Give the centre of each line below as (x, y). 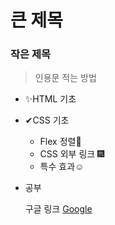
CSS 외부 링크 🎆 (72, 154)
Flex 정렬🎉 (60, 142)
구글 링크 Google (58, 209)
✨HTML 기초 (50, 99)
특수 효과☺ (62, 167)
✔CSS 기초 (47, 120)
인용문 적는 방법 (65, 78)
